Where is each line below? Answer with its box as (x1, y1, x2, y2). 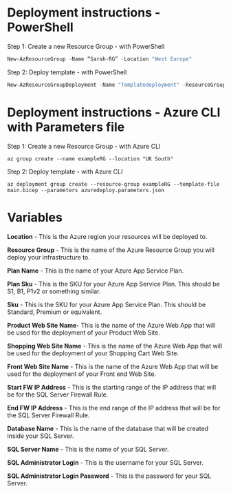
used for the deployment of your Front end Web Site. (7, 370, 157, 378)
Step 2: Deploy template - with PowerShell (7, 67, 127, 76)
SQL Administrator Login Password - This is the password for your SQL (7, 472, 212, 480)
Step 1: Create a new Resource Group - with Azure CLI (7, 142, 161, 150)
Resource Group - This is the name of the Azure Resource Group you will (7, 246, 215, 254)
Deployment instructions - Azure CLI (7, 105, 221, 120)
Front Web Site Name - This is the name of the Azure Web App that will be (7, 362, 219, 370)
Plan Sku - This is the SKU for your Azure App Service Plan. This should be (7, 280, 220, 288)
